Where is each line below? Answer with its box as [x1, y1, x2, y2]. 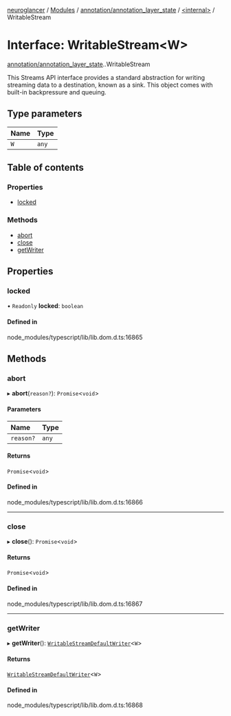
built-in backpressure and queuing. [7, 88, 107, 96]
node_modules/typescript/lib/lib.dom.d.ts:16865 [7, 333, 143, 341]
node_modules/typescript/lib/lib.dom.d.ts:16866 [7, 498, 143, 506]
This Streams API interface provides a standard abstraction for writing [7, 73, 205, 81]
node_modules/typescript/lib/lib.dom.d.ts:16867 [7, 600, 143, 608]
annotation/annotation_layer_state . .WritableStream [7, 60, 151, 68]
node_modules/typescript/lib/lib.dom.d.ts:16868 [7, 701, 143, 709]
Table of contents [7, 162, 84, 174]
